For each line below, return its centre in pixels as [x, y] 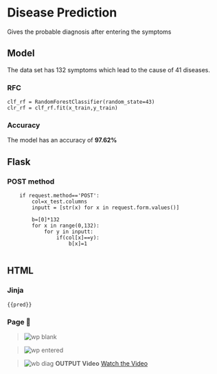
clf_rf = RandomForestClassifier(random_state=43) [81, 102]
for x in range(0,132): [66, 226]
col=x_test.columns [60, 202]
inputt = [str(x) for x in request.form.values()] [106, 208]
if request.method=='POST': [59, 196]
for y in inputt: [69, 232]
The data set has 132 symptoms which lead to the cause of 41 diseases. [109, 69]
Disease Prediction [62, 13]
